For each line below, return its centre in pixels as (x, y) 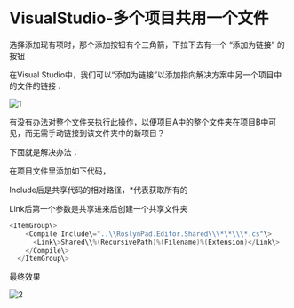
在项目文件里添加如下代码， (60, 171)
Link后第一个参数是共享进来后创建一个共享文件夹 (99, 208)
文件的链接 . (38, 85)
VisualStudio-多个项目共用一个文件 (139, 18)
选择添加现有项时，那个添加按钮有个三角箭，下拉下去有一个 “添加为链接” (142, 45)
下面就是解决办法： (44, 151)
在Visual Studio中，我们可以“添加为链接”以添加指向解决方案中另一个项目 (142, 74)
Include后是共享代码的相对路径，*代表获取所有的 (99, 190)
